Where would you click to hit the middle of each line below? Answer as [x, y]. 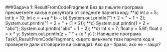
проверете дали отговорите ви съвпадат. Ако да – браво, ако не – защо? [83, 44]
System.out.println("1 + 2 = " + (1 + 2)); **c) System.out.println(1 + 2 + [77, 23]
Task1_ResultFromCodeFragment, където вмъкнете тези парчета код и [80, 39]
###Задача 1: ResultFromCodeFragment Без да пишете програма [74, 7]
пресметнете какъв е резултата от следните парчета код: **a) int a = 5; [82, 12]
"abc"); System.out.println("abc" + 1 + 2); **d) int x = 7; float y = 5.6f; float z [84, 28]
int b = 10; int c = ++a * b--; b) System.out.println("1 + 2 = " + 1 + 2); [75, 18]
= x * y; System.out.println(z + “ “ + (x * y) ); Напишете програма [73, 34]
